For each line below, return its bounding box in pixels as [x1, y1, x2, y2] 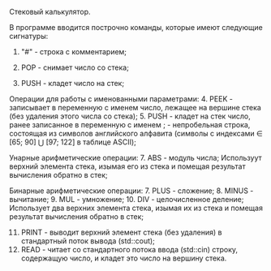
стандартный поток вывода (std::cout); [20, 236, 155, 246]
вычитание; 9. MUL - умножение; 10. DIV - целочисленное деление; [9, 195, 244, 204]
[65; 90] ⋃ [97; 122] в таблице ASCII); [9, 137, 137, 147]
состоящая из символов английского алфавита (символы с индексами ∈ [9, 129, 263, 138]
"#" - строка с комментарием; [20, 47, 127, 56]
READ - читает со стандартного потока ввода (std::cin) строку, [20, 245, 239, 254]
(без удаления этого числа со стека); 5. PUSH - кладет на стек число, [9, 111, 251, 121]
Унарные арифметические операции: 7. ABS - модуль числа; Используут [9, 153, 262, 162]
